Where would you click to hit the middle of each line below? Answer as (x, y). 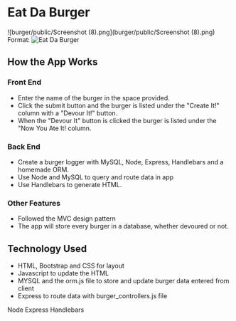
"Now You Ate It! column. (54, 128)
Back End (24, 147)
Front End (25, 83)
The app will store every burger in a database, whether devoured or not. (123, 226)
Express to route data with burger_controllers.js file (92, 296)
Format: (19, 39)
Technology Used (47, 249)
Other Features (34, 203)
